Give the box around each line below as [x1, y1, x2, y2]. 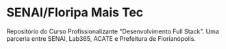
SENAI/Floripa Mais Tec [6, 5, 144, 20]
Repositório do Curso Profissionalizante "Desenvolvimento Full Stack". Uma [6, 27, 220, 35]
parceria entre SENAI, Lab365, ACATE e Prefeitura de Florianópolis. [6, 34, 197, 42]
